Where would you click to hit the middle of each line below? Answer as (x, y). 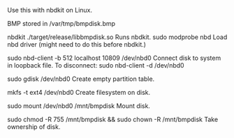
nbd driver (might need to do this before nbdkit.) (77, 44)
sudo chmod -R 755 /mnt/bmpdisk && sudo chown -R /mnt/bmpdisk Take (113, 119)
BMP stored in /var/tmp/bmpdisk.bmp (61, 23)
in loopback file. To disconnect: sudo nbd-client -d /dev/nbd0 (96, 65)
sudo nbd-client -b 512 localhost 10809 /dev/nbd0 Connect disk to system (114, 58)
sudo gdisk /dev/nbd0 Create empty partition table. (81, 79)
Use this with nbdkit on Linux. (50, 10)
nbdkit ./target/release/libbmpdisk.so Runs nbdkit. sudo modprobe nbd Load (117, 37)
